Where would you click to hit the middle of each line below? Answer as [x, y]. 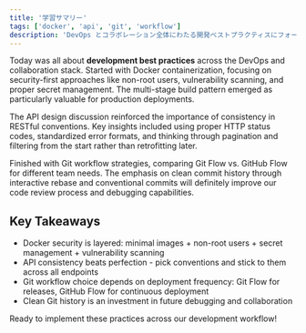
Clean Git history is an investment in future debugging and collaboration [158, 301]
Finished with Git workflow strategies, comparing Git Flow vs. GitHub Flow [149, 164]
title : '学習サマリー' [48, 18]
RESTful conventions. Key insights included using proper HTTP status [140, 126]
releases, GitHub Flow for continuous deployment [116, 291]
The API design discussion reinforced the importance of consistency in [143, 117]
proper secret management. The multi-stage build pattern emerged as [141, 90]
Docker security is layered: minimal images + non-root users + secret [153, 243]
